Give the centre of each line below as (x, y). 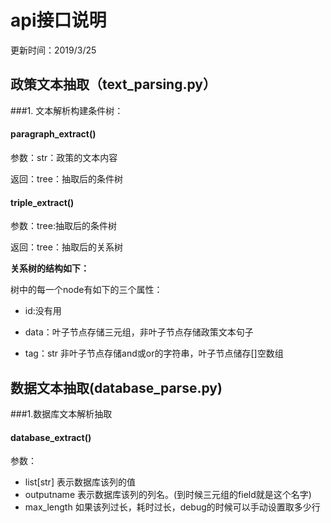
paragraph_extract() (53, 134)
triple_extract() (42, 202)
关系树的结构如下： (50, 268)
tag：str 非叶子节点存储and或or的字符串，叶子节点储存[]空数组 (154, 353)
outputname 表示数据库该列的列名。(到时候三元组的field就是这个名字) (168, 495)
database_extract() (51, 437)
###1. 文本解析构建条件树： (67, 110)
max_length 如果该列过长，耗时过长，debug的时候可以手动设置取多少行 (172, 507)
